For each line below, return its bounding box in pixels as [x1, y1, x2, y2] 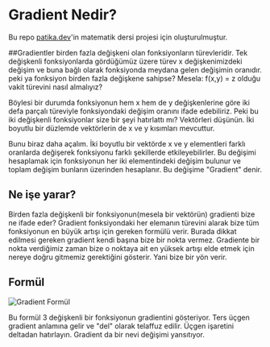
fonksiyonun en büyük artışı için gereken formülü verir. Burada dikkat [8, 226, 237, 236]
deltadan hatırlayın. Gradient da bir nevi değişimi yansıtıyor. [8, 329, 206, 339]
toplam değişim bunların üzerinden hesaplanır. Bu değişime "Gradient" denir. [8, 164, 263, 174]
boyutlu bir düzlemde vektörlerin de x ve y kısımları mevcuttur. [8, 123, 215, 133]
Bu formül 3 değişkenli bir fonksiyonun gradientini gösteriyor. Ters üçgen [8, 312, 250, 322]
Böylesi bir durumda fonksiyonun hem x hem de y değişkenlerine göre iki [8, 97, 250, 107]
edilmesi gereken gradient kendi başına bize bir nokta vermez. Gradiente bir [8, 235, 260, 245]
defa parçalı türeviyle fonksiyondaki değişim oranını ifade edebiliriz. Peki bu [8, 106, 260, 116]
